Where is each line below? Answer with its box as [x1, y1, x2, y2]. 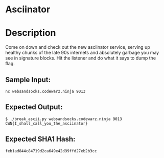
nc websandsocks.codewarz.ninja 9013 [5, 89, 86, 94]
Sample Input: [5, 75, 51, 84]
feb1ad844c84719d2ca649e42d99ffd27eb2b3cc [5, 148, 97, 153]
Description [5, 27, 56, 39]
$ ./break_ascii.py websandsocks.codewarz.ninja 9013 [5, 116, 123, 122]
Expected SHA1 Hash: [5, 135, 76, 144]
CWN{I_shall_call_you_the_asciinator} [5, 121, 88, 126]
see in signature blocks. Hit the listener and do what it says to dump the [5, 55, 156, 61]
